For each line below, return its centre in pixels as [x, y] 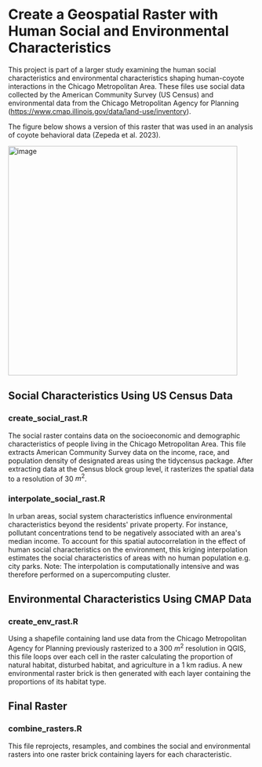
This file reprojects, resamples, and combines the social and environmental [129, 746]
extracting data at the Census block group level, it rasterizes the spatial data [131, 468]
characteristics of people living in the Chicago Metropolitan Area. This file [127, 444]
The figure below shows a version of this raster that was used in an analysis [131, 127]
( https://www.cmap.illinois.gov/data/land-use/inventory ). [100, 111]
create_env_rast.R [43, 621]
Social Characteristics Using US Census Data [120, 396]
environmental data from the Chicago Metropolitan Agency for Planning [124, 103]
